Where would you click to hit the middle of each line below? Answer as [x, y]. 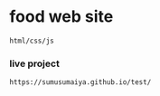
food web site [61, 17]
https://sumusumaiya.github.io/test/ [80, 82]
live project [35, 63]
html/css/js [32, 41]
